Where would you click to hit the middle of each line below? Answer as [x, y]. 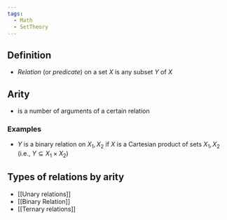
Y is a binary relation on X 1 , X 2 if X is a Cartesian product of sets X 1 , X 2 [119, 145]
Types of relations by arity [66, 177]
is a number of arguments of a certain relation [83, 111]
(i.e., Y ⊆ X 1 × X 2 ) [43, 154]
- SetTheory [31, 27]
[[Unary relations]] [44, 194]
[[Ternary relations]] [46, 209]
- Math [23, 20]
